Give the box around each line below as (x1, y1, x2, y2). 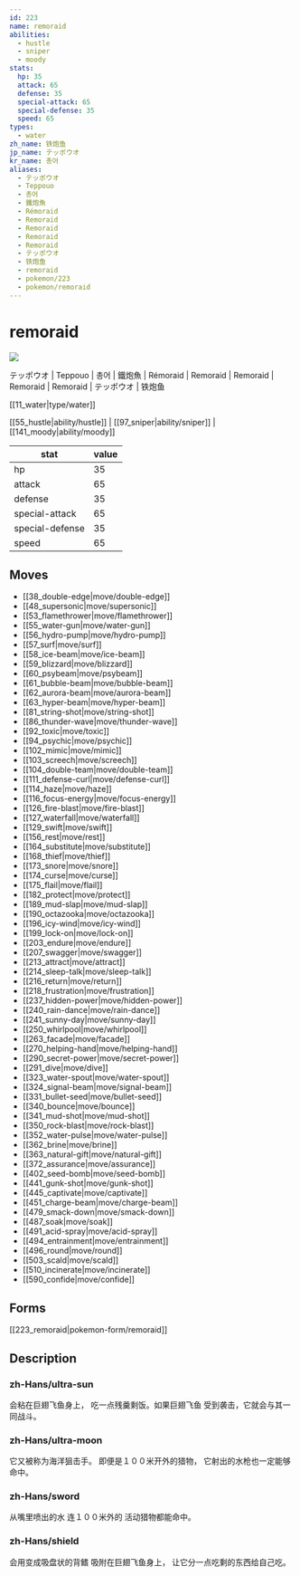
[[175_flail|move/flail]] (22, 880, 103, 891)
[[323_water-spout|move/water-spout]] (22, 1072, 170, 1083)
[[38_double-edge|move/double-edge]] (22, 591, 171, 602)
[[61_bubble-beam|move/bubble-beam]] (22, 678, 173, 689)
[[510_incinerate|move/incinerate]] (22, 1265, 151, 1275)
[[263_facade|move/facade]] (22, 1034, 131, 1045)
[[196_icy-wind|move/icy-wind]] (22, 918, 142, 929)
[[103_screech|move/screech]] (22, 755, 137, 766)
